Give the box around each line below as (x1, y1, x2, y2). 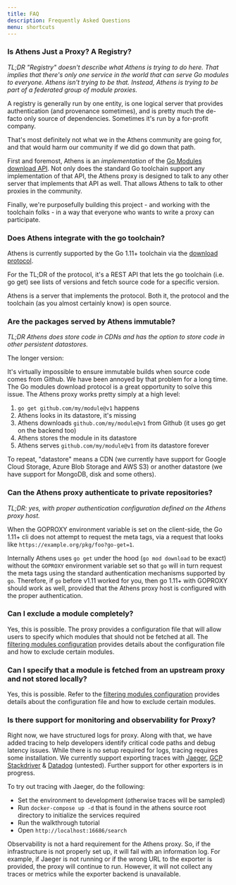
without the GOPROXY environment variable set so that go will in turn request (7, 561, 223, 570)
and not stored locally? (7, 674, 87, 684)
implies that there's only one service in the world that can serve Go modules (7, 70, 229, 78)
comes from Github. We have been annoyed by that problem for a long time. (7, 375, 228, 384)
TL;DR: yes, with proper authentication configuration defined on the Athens (7, 503, 227, 512)
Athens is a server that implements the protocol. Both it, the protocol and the (7, 291, 230, 300)
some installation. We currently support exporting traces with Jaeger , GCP (7, 754, 223, 762)
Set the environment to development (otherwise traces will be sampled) (17, 796, 225, 804)
